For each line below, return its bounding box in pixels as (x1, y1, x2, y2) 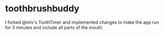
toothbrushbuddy (5, 3, 80, 14)
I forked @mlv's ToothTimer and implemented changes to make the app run (5, 19, 160, 25)
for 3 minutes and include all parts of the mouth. (5, 24, 104, 30)
